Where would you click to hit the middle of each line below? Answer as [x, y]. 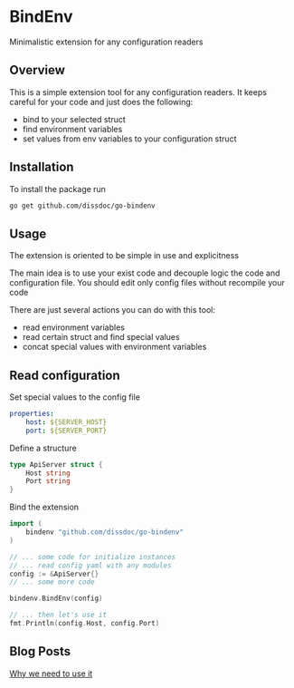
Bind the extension [44, 507]
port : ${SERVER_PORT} [66, 431]
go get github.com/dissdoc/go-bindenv [82, 206]
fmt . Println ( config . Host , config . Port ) [85, 624]
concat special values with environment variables [114, 347]
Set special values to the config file [75, 397]
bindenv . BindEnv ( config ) [56, 599]
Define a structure [43, 448]
